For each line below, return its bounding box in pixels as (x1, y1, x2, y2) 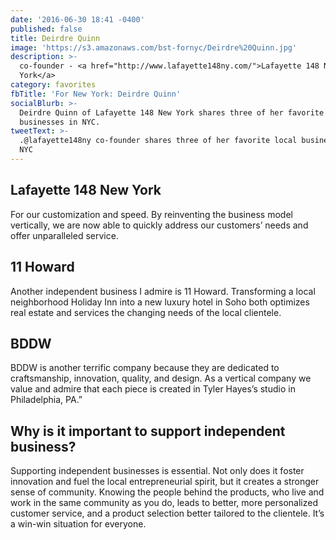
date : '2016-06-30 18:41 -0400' (10, 14, 145, 25)
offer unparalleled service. (10, 229, 119, 241)
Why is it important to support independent (10, 422, 286, 440)
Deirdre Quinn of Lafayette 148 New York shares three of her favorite (19, 107, 325, 118)
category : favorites (10, 80, 97, 90)
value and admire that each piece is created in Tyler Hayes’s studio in (10, 383, 296, 395)
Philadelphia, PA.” (10, 394, 83, 406)
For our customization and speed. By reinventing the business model (10, 208, 293, 220)
